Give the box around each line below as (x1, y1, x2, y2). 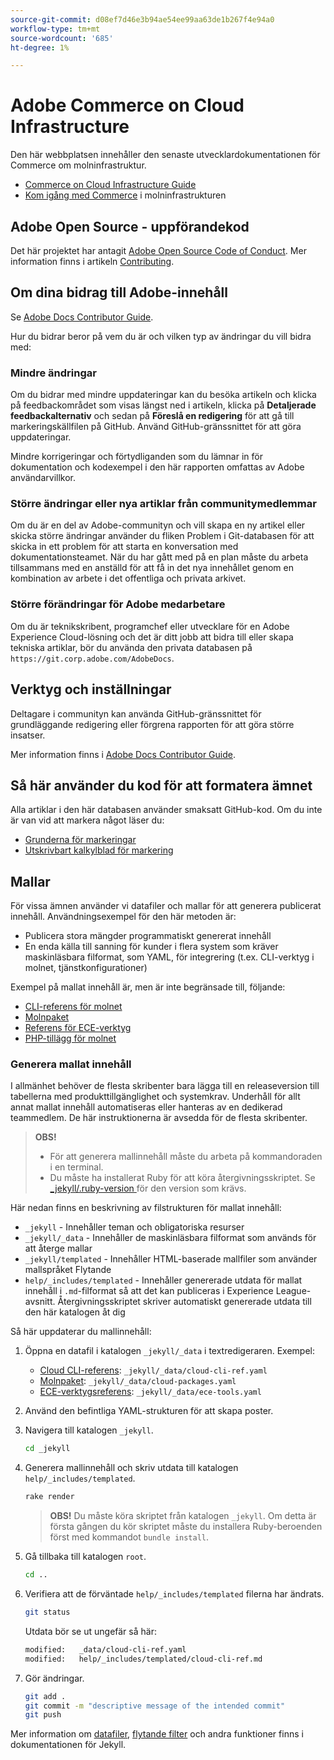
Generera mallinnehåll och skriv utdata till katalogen (24, 1462, 239, 1474)
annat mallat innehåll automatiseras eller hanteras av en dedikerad (10, 1101, 283, 1113)
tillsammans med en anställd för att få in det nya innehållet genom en (10, 562, 294, 574)
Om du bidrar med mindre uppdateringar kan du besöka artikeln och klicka (10, 389, 317, 401)
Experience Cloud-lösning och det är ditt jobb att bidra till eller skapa (10, 631, 294, 643)
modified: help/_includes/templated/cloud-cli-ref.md (24, 1654, 263, 1664)
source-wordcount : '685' (10, 33, 114, 43)
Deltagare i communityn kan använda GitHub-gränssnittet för (10, 707, 262, 720)
